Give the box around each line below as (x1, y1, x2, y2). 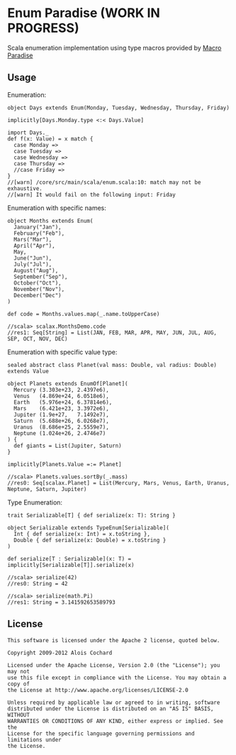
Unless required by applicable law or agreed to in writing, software (7, 699, 220, 706)
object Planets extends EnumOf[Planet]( (7, 380, 129, 387)
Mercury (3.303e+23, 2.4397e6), (13, 386, 110, 393)
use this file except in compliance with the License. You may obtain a (7, 674, 227, 681)
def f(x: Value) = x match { (7, 135, 94, 143)
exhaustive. (7, 184, 43, 192)
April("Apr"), (13, 242, 55, 249)
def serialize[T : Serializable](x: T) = (7, 555, 132, 562)
